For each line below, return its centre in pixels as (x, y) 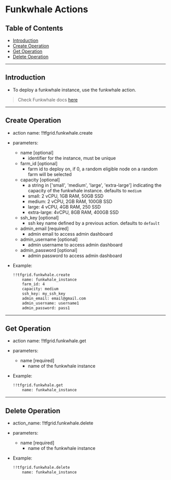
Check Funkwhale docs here (48, 99)
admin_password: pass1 (46, 308)
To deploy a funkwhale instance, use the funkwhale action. (74, 90)
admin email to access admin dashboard (70, 234)
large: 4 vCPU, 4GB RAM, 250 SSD (64, 207)
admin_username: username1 (51, 303)
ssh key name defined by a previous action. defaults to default (94, 223)
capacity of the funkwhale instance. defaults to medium (84, 190)
